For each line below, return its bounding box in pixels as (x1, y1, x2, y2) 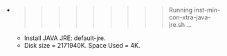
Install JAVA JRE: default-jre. (24, 34, 106, 42)
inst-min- (193, 6, 221, 14)
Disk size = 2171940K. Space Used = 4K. (24, 41, 140, 49)
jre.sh (168, 21, 185, 28)
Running (168, 6, 193, 14)
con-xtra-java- (168, 13, 211, 21)
